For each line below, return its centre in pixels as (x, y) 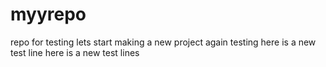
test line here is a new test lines (75, 52)
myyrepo (48, 14)
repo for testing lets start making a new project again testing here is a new (163, 42)
